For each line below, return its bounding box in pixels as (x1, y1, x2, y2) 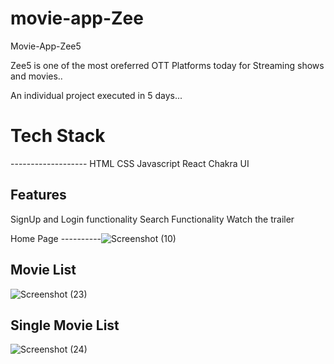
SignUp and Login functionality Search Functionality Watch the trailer (10, 213, 295, 225)
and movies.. (10, 70, 63, 82)
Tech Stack (10, 125, 106, 147)
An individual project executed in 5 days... (10, 89, 183, 101)
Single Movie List (10, 317, 120, 334)
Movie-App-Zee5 (10, 40, 82, 52)
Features (10, 187, 67, 204)
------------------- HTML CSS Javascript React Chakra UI (10, 157, 250, 169)
